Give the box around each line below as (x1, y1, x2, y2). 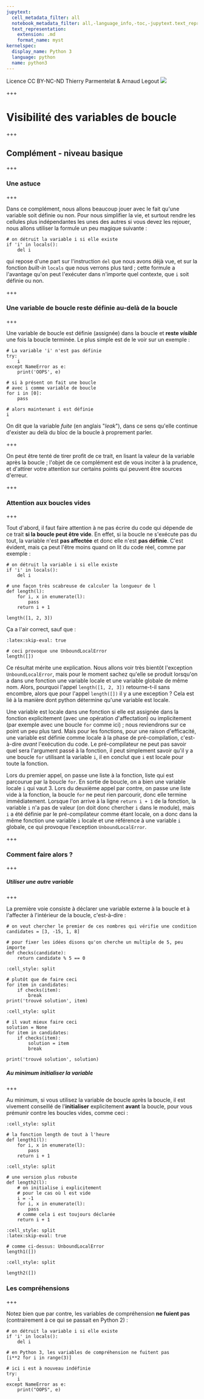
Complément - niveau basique (6, 148, 123, 158)
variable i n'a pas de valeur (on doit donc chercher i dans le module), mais (6, 804, 195, 811)
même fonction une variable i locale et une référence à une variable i (6, 817, 181, 824)
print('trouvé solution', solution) (6, 1057, 99, 1063)
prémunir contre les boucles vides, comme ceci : (6, 1109, 129, 1117)
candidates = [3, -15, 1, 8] (6, 929, 80, 935)
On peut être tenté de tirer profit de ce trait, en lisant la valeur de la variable (6, 452, 195, 459)
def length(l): (6, 588, 45, 595)
